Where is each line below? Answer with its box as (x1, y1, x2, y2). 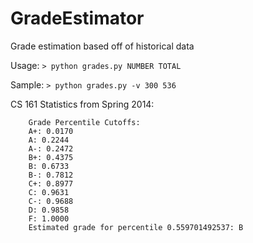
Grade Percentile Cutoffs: (28, 117, 141, 127)
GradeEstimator (10, 7, 145, 30)
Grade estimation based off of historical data (10, 40, 195, 52)
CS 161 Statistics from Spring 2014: (10, 98, 155, 110)
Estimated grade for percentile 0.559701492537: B (28, 222, 244, 232)
